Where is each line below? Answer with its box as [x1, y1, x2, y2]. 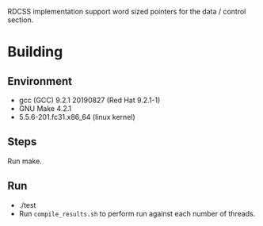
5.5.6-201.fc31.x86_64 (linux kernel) [18, 113, 135, 121]
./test [18, 200, 36, 209]
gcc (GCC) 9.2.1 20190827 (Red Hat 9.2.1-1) [18, 95, 161, 105]
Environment [7, 75, 73, 88]
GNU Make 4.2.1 [18, 104, 72, 113]
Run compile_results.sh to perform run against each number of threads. [18, 209, 256, 218]
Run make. [7, 156, 43, 166]
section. [7, 15, 34, 25]
